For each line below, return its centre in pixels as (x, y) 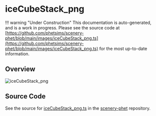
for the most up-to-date (123, 48)
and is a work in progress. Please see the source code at (63, 27)
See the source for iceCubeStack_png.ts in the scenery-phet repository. (78, 108)
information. (17, 54)
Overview (20, 69)
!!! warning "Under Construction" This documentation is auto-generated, (78, 23)
